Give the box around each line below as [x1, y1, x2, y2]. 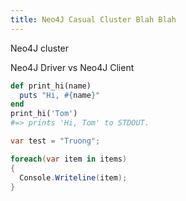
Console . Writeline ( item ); [19, 172, 128, 183]
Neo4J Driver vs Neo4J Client [10, 61, 135, 73]
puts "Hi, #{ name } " [19, 90, 101, 100]
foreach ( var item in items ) [10, 154, 128, 164]
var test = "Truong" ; [10, 136, 101, 146]
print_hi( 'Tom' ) [10, 109, 78, 119]
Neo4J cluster [10, 42, 70, 54]
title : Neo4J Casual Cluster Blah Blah [10, 14, 177, 25]
